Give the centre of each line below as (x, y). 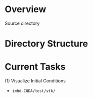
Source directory (22, 23)
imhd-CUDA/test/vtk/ (34, 91)
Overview (26, 9)
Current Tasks (35, 67)
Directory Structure (46, 44)
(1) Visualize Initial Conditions (35, 81)
